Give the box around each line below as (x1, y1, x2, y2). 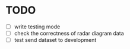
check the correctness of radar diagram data (14, 30, 124, 37)
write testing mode (14, 23, 61, 30)
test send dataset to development (14, 37, 97, 44)
